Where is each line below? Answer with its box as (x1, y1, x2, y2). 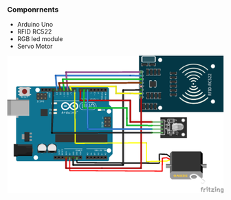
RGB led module (16, 35, 63, 43)
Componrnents (7, 5, 59, 14)
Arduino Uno (16, 21, 54, 29)
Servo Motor (16, 42, 53, 51)
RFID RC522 (16, 27, 52, 36)
